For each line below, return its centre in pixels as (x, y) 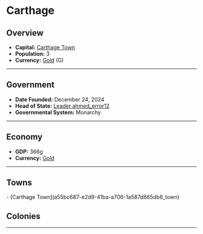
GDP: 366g (29, 151)
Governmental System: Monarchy (58, 112)
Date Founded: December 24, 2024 (60, 99)
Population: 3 (32, 54)
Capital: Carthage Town (45, 47)
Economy (24, 137)
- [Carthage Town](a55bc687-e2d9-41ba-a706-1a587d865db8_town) (93, 197)
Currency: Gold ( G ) (39, 60)
